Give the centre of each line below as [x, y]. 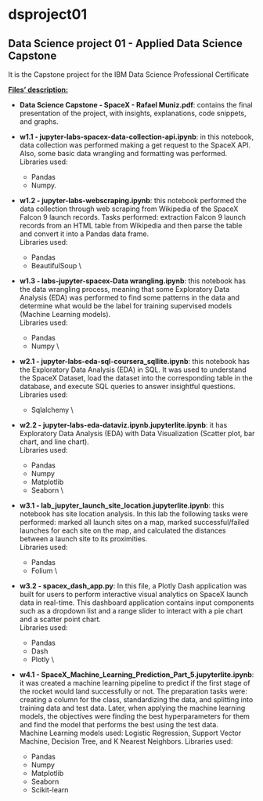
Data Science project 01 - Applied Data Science [125, 44]
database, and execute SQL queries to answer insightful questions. [128, 386]
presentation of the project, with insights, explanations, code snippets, [133, 113]
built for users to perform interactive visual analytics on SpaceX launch [134, 594]
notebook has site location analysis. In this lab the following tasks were [134, 514]
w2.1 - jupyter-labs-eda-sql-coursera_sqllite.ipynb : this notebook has [135, 361]
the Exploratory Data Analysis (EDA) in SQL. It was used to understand [133, 370]
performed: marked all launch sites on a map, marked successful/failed [134, 522]
